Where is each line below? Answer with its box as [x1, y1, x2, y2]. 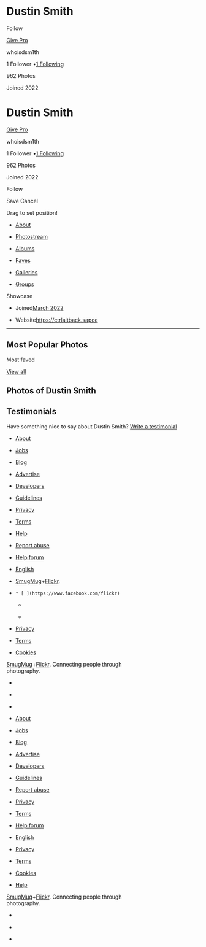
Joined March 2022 [15, 304, 64, 311]
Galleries [15, 268, 38, 276]
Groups [15, 280, 34, 288]
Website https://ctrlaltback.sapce [15, 316, 98, 323]
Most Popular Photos [6, 339, 88, 350]
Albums [15, 244, 35, 252]
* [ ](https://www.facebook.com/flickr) [15, 590, 120, 597]
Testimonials [6, 406, 57, 417]
